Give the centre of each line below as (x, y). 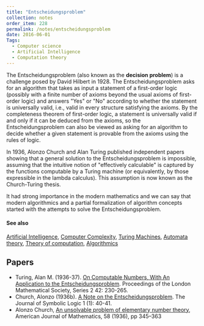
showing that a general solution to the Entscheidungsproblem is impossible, (101, 158)
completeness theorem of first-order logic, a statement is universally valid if (102, 114)
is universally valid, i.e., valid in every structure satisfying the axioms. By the (102, 107)
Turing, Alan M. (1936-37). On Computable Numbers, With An (92, 277)
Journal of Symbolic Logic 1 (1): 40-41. (64, 303)
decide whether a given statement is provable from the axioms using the (97, 133)
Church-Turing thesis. (34, 184)
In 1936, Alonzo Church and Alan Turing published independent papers (95, 152)
